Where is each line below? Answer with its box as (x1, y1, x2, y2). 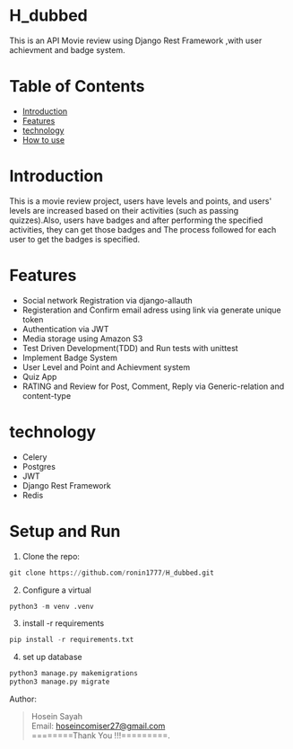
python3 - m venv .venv (9, 602, 94, 611)
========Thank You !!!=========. (30, 730, 170, 741)
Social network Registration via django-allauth (22, 295, 193, 305)
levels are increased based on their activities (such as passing (9, 205, 239, 216)
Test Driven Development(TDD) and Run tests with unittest (22, 342, 239, 353)
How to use (22, 134, 65, 145)
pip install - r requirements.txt (9, 635, 134, 645)
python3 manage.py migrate (9, 677, 110, 687)
